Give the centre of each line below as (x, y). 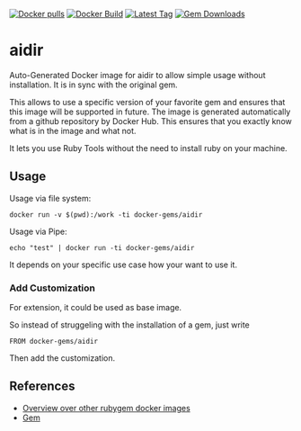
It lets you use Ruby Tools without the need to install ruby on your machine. (148, 148)
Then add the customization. (62, 358)
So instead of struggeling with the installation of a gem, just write (129, 325)
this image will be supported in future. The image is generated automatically (150, 112)
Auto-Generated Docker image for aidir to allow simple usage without (137, 75)
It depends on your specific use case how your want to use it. (124, 265)
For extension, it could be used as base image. (96, 308)
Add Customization (53, 288)
